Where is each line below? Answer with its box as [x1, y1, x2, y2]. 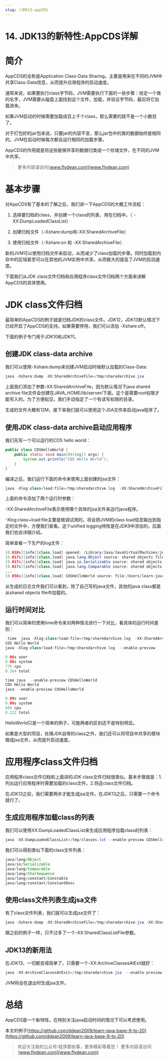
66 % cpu [5, 705, 21, 710]
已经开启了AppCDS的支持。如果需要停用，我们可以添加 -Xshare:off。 [5, 323, 148, 329]
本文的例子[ [5, 1027, 29, 1033]
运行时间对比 [5, 606, 45, 614]
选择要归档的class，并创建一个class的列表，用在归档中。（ [12, 211, 132, 218]
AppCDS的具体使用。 [5, 279, 49, 285]
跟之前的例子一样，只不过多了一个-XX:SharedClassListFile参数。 [5, 930, 138, 936]
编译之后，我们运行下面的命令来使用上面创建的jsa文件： [5, 476, 121, 482]
